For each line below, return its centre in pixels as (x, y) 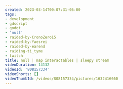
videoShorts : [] (22, 74)
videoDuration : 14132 (27, 65)
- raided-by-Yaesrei (26, 42)
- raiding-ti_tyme (24, 51)
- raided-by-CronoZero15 (31, 38)
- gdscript (16, 23)
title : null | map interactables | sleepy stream (57, 60)
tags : (11, 14)
